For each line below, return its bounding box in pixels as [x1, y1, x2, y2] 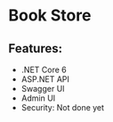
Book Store [8, 5, 92, 26]
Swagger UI [20, 84, 65, 94]
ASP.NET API [20, 74, 70, 85]
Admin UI [20, 93, 56, 103]
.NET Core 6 [20, 64, 68, 75]
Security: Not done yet [20, 102, 104, 112]
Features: [8, 41, 63, 56]
